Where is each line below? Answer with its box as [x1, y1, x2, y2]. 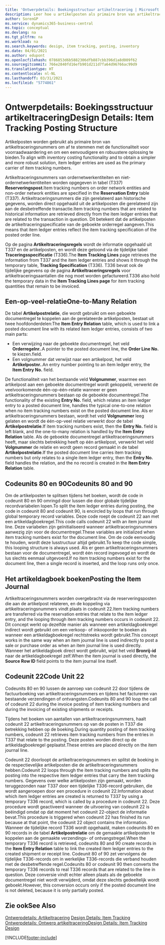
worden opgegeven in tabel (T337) [52, 179, 123, 185]
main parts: [5, 331, 28, 337]
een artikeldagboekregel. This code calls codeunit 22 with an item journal [5, 519, 152, 525]
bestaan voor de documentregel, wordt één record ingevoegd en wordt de [5, 550, 156, 556]
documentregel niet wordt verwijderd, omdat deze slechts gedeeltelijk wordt [5, 877, 160, 883]
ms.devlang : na [5, 30, 36, 35]
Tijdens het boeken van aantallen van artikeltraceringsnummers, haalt [5, 716, 146, 722]
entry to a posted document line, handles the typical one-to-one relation [5, 403, 151, 409]
